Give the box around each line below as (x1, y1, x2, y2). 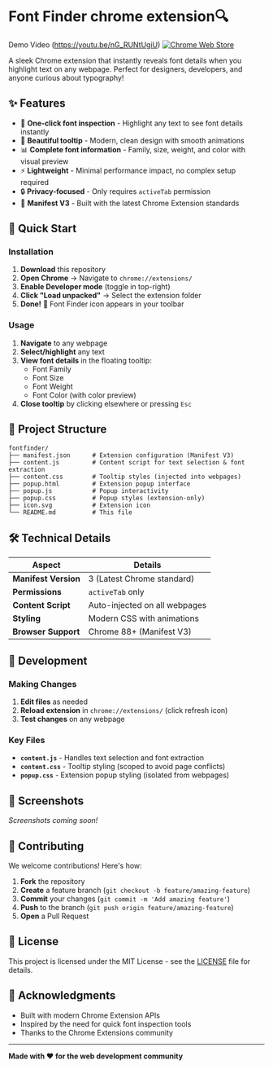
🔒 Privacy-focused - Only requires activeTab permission (19, 186, 211, 196)
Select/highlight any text (19, 346, 106, 356)
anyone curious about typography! (8, 73, 124, 82)
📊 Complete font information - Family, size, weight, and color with (19, 144, 246, 154)
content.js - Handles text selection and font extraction (19, 753, 205, 763)
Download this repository (19, 265, 106, 275)
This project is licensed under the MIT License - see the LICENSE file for (8, 956, 250, 966)
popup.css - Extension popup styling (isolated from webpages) (19, 770, 230, 780)
